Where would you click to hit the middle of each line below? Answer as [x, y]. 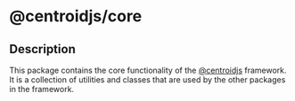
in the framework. [41, 89]
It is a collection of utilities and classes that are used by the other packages [147, 80]
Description [42, 49]
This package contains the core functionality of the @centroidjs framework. [148, 70]
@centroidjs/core [76, 16]
